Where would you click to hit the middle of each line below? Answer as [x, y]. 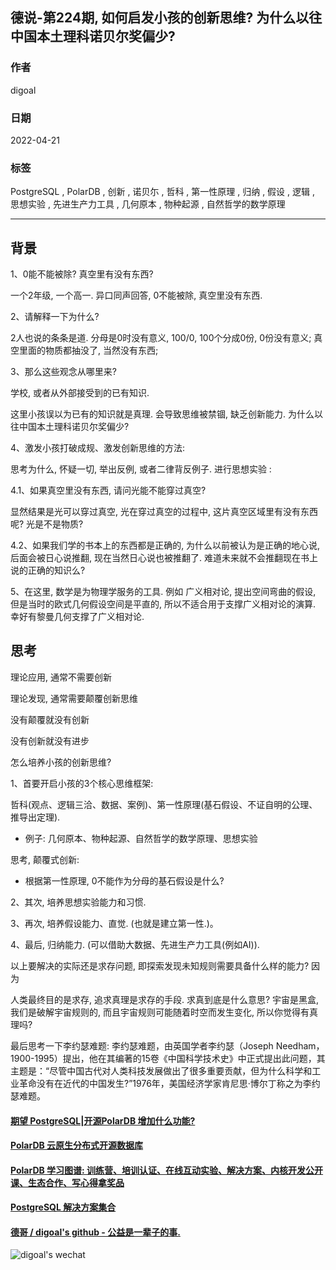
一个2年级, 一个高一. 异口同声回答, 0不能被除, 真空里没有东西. [136, 295]
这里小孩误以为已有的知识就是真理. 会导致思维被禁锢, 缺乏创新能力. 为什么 [162, 414]
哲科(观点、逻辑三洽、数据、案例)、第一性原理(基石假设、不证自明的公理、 [164, 804]
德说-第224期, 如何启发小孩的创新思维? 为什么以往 [166, 18]
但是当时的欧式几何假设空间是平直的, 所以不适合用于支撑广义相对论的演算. [163, 604]
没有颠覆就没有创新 [50, 719]
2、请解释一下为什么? [55, 317]
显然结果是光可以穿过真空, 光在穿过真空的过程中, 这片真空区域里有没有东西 [164, 512]
